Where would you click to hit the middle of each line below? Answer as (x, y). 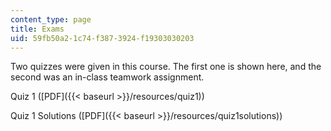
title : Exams (37, 29)
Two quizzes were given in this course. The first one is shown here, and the (166, 67)
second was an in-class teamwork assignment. (107, 77)
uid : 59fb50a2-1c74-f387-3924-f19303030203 (102, 38)
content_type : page (51, 19)
